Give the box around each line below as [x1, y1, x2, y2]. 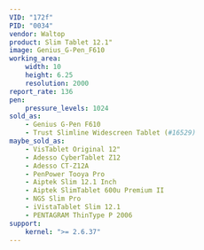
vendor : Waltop [9, 29, 66, 38]
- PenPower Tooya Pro [25, 169, 105, 178]
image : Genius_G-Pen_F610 [9, 46, 105, 55]
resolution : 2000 [25, 79, 90, 88]
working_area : [9, 54, 62, 63]
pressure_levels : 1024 [25, 104, 109, 113]
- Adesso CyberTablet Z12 [25, 152, 122, 162]
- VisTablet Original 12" [25, 145, 122, 153]
